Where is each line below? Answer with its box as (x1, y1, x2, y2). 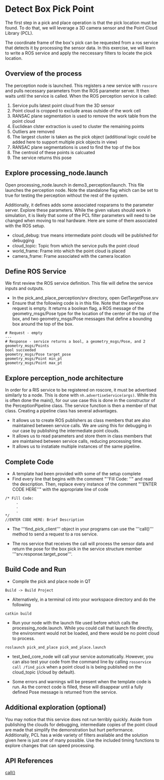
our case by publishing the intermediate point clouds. (12, 428, 120, 434)
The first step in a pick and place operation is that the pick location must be (5, 20, 158, 26)
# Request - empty (5, 330, 43, 336)
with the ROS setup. (5, 222, 46, 229)
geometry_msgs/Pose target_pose (5, 352, 71, 357)
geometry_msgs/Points (5, 344, 49, 349)
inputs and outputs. (5, 286, 44, 292)
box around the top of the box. (12, 321, 74, 327)
